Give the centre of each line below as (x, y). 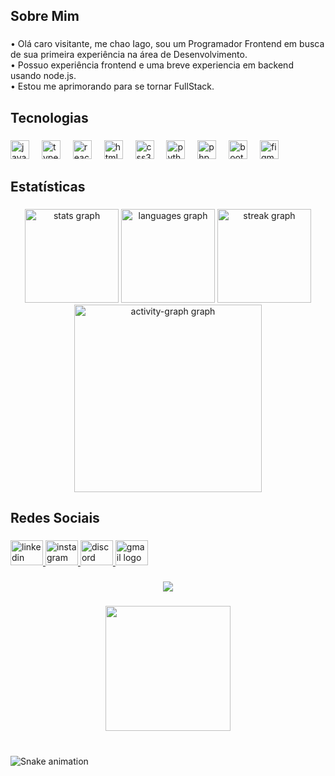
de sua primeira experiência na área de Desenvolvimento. (129, 55)
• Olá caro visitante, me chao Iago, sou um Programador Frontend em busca (167, 44)
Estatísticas (48, 187)
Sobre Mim (45, 16)
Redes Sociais (55, 518)
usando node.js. (43, 76)
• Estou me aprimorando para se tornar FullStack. (112, 86)
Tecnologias (49, 117)
